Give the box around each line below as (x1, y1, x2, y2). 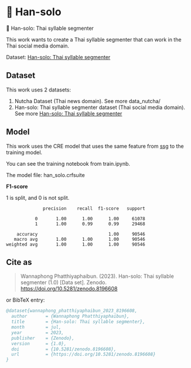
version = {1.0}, (11, 340, 67, 346)
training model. (6, 149, 43, 156)
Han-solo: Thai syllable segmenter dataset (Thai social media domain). (14, 104, 186, 111)
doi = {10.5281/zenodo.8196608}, (11, 346, 117, 352)
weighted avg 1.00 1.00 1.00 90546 (6, 241, 145, 247)
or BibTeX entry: (6, 297, 45, 304)
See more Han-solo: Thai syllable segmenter (14, 110, 122, 117)
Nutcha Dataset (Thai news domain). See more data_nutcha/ (14, 97, 161, 104)
